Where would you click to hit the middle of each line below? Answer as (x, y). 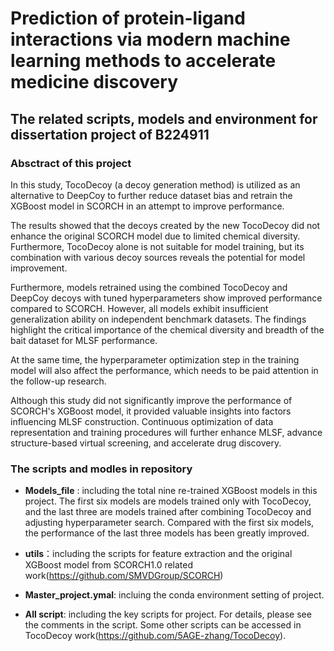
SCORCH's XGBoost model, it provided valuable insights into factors (151, 411)
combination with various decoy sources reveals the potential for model (158, 257)
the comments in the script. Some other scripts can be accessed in (163, 625)
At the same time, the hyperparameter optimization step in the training (155, 359)
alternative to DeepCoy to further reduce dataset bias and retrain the (151, 195)
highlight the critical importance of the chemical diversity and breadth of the (167, 329)
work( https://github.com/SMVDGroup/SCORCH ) (124, 576)
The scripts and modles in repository (101, 469)
